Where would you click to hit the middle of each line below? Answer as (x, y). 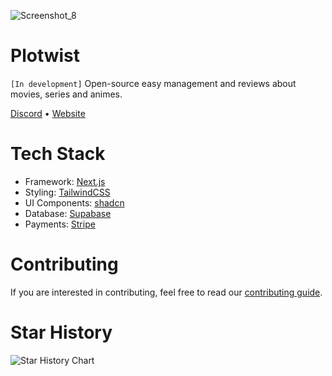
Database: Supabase (68, 213)
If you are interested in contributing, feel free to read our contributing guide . (166, 292)
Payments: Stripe (60, 224)
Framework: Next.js (65, 181)
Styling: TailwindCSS (67, 192)
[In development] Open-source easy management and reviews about (153, 83)
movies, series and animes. (66, 94)
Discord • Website (48, 113)
